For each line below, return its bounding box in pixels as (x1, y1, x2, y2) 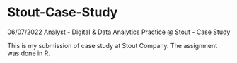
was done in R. (7, 49, 51, 57)
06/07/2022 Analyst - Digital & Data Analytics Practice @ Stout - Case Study (7, 28, 231, 36)
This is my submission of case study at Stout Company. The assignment (7, 41, 218, 50)
